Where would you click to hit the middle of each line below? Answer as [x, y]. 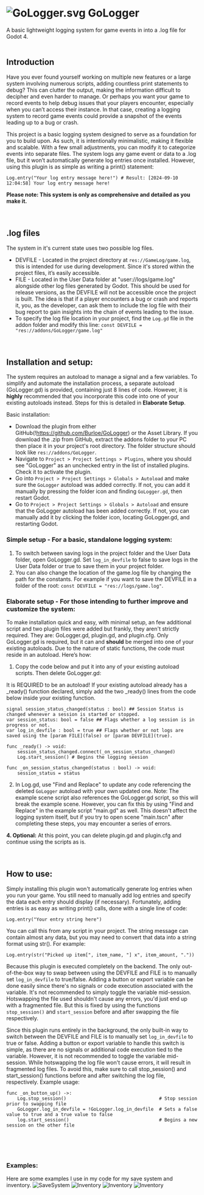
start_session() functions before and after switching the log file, [86, 1075]
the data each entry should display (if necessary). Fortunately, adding [93, 902]
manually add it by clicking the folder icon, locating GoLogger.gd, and [102, 517]
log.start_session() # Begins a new [107, 1120]
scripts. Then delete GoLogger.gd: [58, 673]
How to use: [30, 874]
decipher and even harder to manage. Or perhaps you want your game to [98, 96]
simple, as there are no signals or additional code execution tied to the [94, 1049]
